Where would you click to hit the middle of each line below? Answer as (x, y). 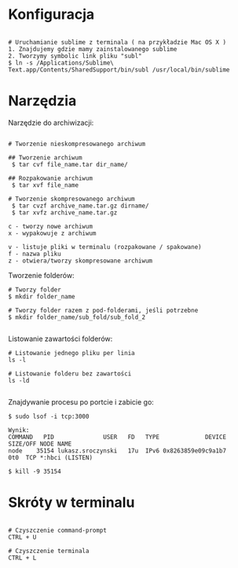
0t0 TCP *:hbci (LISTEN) (50, 457)
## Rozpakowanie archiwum (50, 178)
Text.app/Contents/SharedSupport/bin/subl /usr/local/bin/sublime (119, 70)
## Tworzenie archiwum (45, 158)
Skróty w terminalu (71, 502)
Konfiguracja (51, 15)
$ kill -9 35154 (35, 471)
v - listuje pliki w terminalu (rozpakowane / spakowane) (105, 247)
